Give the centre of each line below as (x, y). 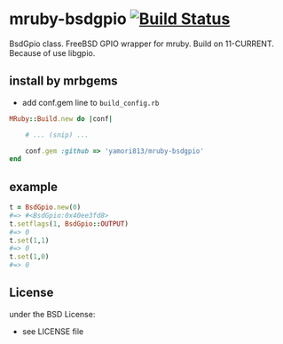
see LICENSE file (53, 331)
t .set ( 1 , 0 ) (29, 257)
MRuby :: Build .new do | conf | (61, 119)
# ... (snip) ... (57, 135)
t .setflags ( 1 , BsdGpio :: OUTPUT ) (69, 224)
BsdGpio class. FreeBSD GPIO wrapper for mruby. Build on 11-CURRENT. (142, 44)
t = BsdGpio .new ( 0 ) (45, 208)
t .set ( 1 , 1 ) (29, 240)
